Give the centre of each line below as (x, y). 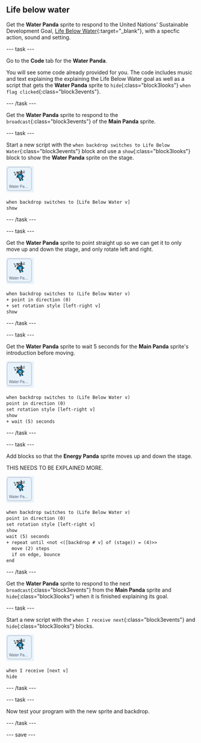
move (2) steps (31, 548)
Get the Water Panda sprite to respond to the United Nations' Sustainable (97, 24)
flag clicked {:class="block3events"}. (54, 91)
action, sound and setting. (39, 37)
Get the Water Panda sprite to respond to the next (68, 583)
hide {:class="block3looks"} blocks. (50, 626)
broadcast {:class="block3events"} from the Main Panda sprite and (89, 590)
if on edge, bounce (36, 554)
